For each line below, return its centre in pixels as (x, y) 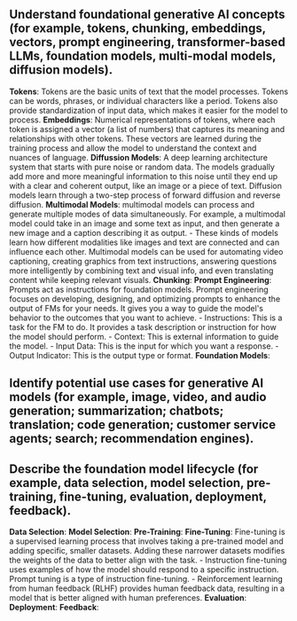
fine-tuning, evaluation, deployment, (163, 496)
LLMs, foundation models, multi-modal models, (143, 56)
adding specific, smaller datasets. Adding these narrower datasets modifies (147, 551)
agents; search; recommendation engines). (132, 439)
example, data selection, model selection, (127, 483)
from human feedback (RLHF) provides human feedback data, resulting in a (147, 588)
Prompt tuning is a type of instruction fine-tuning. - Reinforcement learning (146, 579)
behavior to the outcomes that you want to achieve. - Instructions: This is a (146, 318)
